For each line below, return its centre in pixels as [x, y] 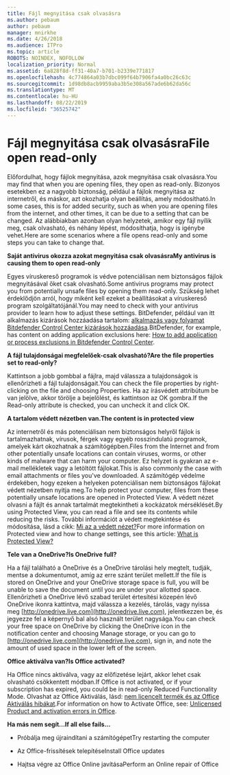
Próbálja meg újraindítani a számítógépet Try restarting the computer [113, 737]
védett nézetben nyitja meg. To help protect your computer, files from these [113, 490]
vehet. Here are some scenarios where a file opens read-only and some [107, 235]
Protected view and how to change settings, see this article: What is [103, 533]
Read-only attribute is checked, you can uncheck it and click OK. [99, 405]
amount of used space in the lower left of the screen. [82, 648]
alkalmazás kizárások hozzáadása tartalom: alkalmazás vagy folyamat [106, 320]
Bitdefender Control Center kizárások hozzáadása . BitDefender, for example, [114, 327]
